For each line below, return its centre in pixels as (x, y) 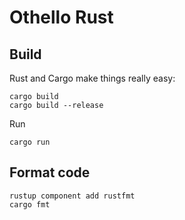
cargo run (30, 142)
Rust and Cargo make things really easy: (92, 78)
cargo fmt (30, 204)
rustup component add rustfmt (72, 196)
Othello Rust (61, 17)
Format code (50, 172)
